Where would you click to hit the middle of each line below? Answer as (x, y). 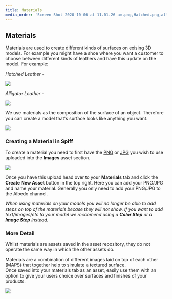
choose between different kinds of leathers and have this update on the (81, 59)
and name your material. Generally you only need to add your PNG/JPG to (83, 188)
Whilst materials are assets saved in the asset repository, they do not (78, 244)
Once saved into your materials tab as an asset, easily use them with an (81, 270)
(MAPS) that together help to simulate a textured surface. (66, 265)
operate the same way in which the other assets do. (60, 249)
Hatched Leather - (25, 74)
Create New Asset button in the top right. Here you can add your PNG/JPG (84, 182)
